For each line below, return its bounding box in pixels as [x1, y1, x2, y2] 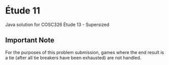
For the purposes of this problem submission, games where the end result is [5, 49, 164, 55]
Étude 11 [5, 5, 40, 16]
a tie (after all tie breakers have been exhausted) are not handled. [5, 54, 142, 60]
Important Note [5, 36, 55, 44]
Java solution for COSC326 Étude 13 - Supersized [5, 21, 110, 27]
